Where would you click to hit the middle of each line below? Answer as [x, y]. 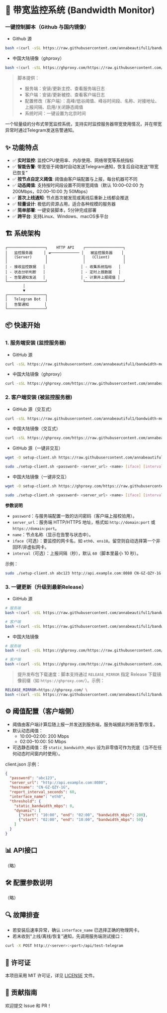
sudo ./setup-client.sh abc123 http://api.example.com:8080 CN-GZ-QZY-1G [83, 573]
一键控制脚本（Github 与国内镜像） [47, 27]
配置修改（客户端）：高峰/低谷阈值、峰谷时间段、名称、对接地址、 [92, 101]
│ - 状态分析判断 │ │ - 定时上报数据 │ [63, 272]
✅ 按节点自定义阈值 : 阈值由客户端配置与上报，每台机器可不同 [75, 179]
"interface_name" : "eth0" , [38, 796]
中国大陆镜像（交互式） [36, 429]
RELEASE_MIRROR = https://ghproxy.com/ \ [46, 690]
